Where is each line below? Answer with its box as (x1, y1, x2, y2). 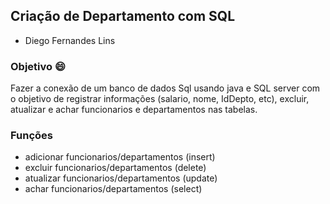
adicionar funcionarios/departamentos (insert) (24, 151, 216, 163)
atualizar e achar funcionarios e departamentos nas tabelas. (10, 104, 258, 116)
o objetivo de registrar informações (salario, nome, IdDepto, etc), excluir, (10, 93, 310, 105)
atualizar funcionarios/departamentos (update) (24, 172, 218, 184)
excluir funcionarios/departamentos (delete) (24, 162, 207, 174)
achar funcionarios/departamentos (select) (24, 183, 203, 195)
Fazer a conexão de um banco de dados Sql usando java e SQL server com (10, 82, 321, 94)
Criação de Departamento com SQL (10, 8, 236, 25)
